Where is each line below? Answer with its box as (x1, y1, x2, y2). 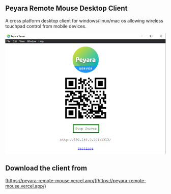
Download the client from (5, 164, 88, 173)
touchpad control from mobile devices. (5, 23, 87, 29)
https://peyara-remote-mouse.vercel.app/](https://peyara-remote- (7, 177, 147, 183)
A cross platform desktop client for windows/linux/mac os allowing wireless (5, 17, 164, 23)
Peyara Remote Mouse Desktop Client (5, 4, 128, 13)
